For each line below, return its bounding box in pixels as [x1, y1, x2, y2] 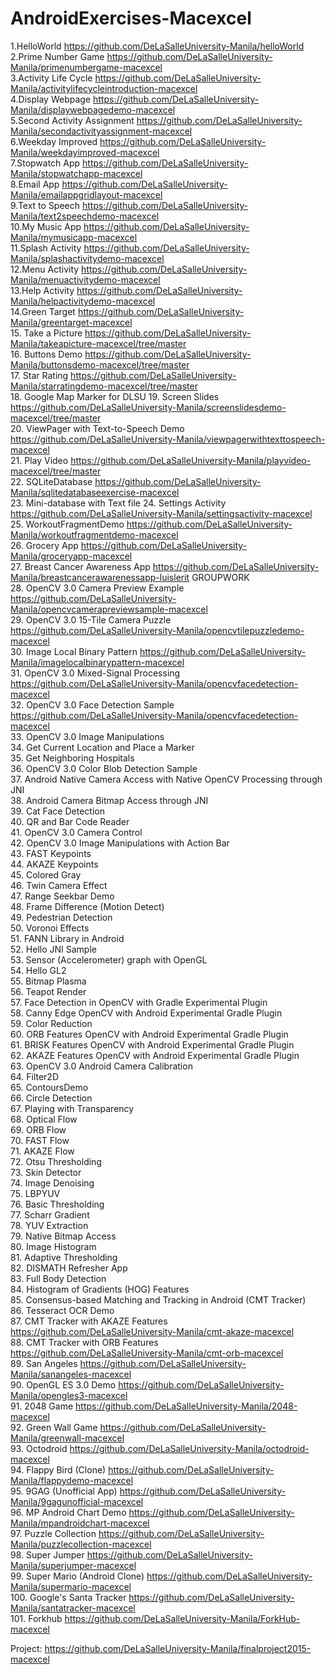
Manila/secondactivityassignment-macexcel [10, 125, 193, 137]
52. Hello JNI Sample [10, 943, 97, 955]
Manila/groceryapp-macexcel [10, 550, 133, 562]
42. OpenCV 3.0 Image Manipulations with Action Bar [10, 837, 230, 849]
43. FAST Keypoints [10, 847, 92, 859]
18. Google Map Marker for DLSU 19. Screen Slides [10, 390, 220, 402]
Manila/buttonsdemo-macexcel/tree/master [10, 358, 190, 371]
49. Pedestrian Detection [10, 911, 113, 923]
